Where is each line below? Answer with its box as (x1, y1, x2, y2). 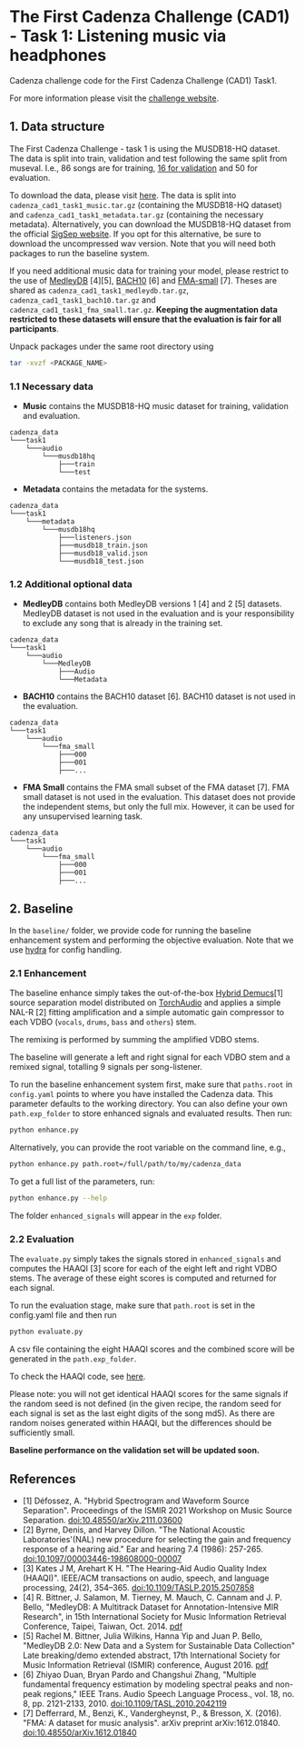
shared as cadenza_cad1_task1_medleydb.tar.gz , (9, 284, 189, 295)
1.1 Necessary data (9, 380, 93, 393)
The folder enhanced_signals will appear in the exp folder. (9, 1210, 222, 1221)
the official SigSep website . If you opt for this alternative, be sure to (9, 228, 261, 239)
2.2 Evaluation (9, 1232, 74, 1245)
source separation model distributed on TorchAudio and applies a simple (9, 997, 281, 1008)
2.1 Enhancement (9, 966, 87, 979)
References (9, 1471, 76, 1487)
